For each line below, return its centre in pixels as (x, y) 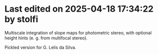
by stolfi (21, 19)
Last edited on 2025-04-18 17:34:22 (79, 9)
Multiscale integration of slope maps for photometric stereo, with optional (78, 33)
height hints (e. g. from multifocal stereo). (46, 38)
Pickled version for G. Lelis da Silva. (40, 47)
